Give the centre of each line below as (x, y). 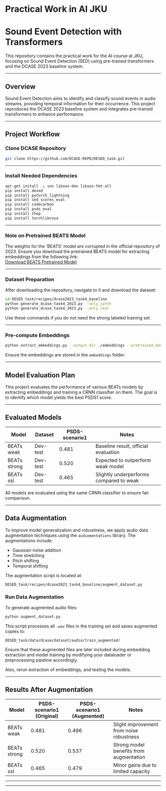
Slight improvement (136, 724)
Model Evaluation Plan (40, 375)
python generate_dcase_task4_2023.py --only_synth (58, 304)
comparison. (18, 498)
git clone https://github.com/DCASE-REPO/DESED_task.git (65, 158)
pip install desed (24, 191)
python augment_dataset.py (33, 616)
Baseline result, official (122, 446)
